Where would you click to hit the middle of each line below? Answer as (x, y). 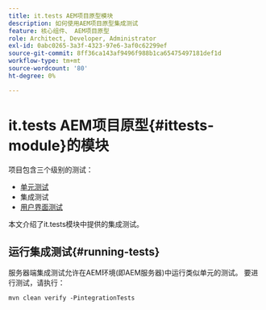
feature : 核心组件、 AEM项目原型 (59, 31)
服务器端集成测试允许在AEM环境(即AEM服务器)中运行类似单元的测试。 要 (130, 273)
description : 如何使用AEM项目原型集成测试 (73, 23)
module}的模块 (59, 145)
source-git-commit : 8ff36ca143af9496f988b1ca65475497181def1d (115, 53)
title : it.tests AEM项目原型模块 (61, 16)
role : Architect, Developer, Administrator (83, 38)
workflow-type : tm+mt (45, 61)
